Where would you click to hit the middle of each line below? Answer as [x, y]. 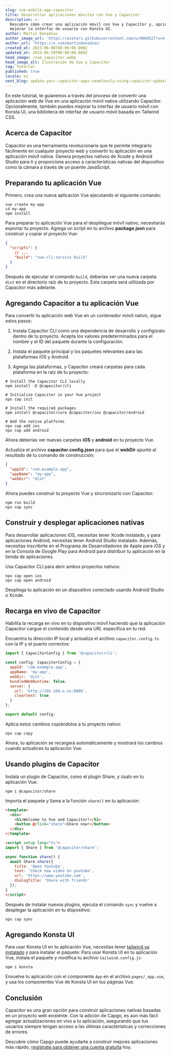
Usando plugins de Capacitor [52, 764]
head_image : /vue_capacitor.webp [41, 57]
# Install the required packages [41, 408]
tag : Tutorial [20, 67]
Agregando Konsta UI [40, 935]
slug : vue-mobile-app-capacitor [39, 10]
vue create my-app [25, 205]
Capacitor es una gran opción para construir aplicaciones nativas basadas [83, 1010]
